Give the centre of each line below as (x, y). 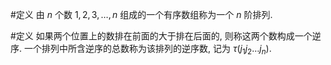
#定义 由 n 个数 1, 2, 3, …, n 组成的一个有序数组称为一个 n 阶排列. (141, 14)
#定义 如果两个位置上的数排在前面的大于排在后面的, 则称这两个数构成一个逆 (166, 36)
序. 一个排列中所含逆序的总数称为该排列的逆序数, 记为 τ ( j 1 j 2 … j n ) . (141, 50)
